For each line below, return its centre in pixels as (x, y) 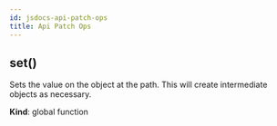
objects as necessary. (51, 94)
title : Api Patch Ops (51, 26)
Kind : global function (49, 112)
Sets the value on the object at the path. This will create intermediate (138, 85)
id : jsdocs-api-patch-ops (58, 18)
